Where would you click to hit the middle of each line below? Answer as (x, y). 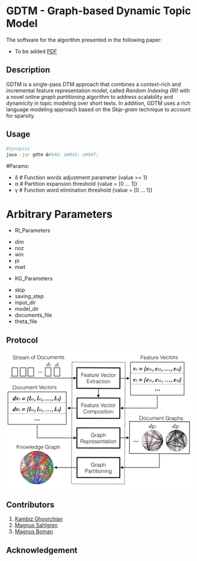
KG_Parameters (34, 279)
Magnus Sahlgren (36, 525)
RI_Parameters (32, 230)
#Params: (18, 166)
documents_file (33, 315)
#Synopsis (18, 149)
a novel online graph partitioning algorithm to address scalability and (90, 96)
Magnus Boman (34, 531)
